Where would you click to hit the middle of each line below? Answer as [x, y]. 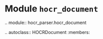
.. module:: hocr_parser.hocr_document [46, 22]
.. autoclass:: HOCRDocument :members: [47, 32]
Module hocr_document [51, 9]
